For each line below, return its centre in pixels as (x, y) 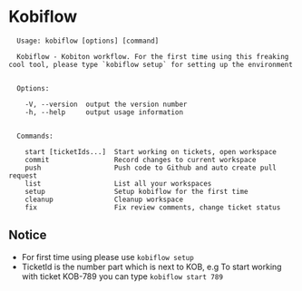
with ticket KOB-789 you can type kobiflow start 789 (122, 276)
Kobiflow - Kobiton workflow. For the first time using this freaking (153, 56)
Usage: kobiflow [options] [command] (88, 41)
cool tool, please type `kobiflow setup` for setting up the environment (151, 64)
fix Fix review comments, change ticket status (153, 207)
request (23, 175)
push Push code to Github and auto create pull (151, 168)
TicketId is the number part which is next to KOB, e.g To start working (151, 267)
